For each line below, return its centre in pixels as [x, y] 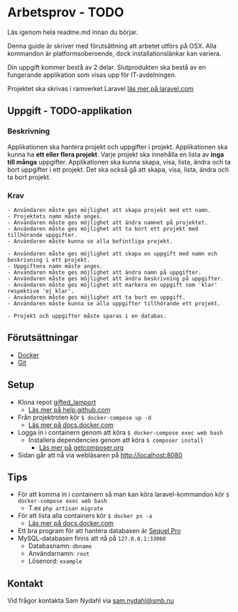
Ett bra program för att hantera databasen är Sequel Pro [99, 531]
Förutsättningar [43, 338]
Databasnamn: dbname [60, 546]
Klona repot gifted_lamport [57, 402]
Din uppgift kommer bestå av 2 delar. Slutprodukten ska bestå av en [107, 67]
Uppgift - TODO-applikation [70, 111]
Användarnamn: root [59, 554]
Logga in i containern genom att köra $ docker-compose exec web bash [120, 432]
